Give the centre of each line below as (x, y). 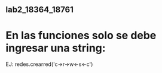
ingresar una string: (56, 48)
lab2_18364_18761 (40, 10)
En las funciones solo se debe (81, 35)
